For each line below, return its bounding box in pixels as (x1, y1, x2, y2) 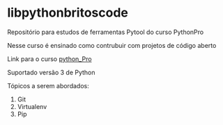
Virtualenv (17, 102, 47, 110)
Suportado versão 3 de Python (7, 68, 95, 76)
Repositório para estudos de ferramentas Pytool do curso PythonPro (7, 28, 204, 36)
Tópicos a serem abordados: (7, 81, 89, 90)
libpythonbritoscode (7, 5, 129, 21)
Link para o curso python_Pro (7, 54, 92, 63)
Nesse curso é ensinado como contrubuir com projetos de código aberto (7, 41, 217, 49)
